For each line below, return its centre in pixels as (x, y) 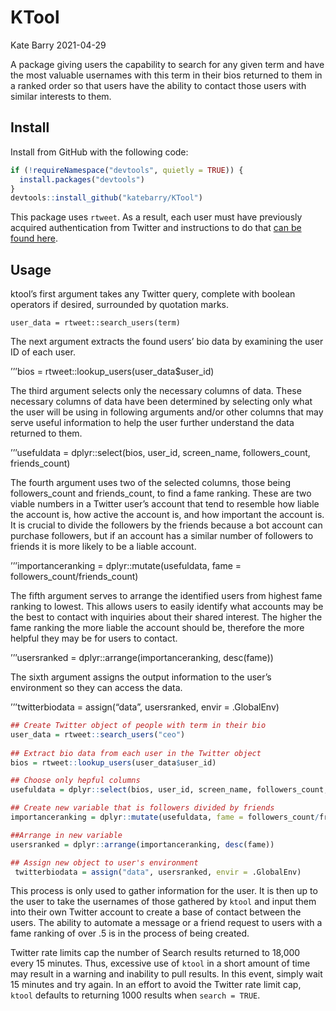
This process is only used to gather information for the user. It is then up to (164, 891)
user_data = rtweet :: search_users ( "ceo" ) (98, 734)
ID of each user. (43, 352)
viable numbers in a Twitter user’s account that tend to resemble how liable (165, 504)
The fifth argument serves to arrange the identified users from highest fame (166, 596)
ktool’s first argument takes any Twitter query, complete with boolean (153, 294)
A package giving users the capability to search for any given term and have (167, 64)
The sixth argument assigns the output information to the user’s (141, 677)
